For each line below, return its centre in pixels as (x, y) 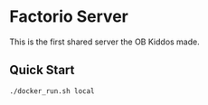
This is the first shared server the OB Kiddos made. (105, 42)
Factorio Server (69, 17)
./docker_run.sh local (52, 91)
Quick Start (42, 70)
